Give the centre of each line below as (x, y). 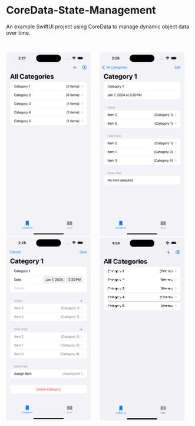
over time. (18, 32)
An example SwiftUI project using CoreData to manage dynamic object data (98, 26)
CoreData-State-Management (81, 10)
